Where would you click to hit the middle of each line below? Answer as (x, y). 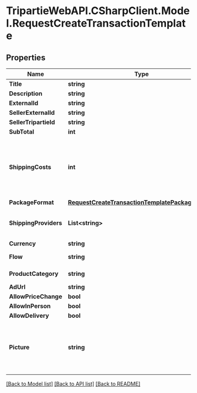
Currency (23, 244)
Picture (19, 347)
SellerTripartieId (32, 122)
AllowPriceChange (36, 297)
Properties (26, 57)
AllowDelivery (29, 316)
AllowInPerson (30, 306)
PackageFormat (32, 202)
